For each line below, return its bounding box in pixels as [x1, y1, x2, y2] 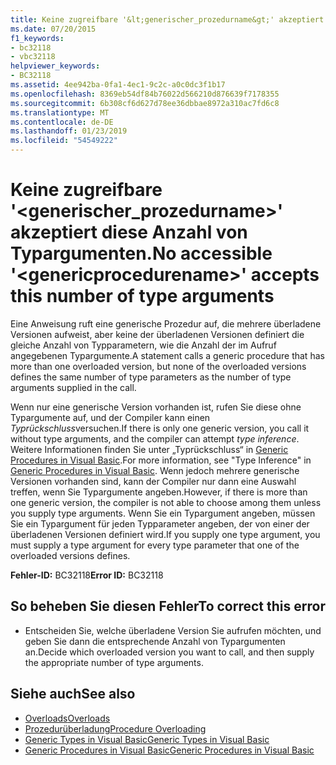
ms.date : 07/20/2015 [10, 24, 97, 34]
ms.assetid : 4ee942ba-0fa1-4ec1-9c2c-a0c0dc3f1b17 [10, 80, 226, 90]
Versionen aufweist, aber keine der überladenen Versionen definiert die [10, 328, 305, 340]
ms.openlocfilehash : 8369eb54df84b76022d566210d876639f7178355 [10, 89, 280, 99]
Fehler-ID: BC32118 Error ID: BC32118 [10, 569, 164, 581]
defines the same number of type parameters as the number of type [10, 371, 292, 383]
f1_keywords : [10, 33, 65, 43]
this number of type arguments [10, 285, 275, 308]
